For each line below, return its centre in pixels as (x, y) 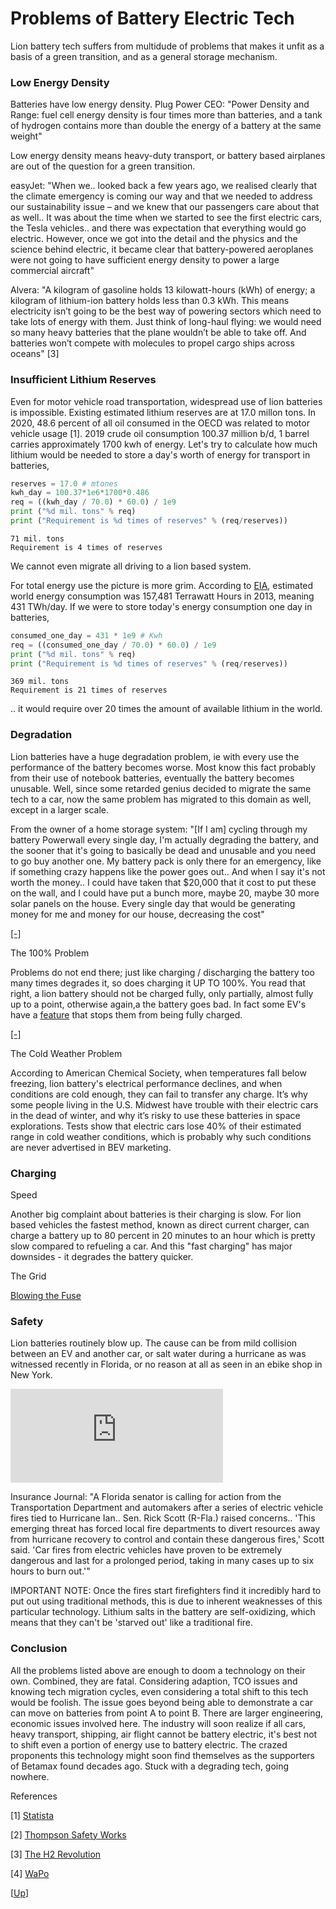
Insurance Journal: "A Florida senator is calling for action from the (146, 1497)
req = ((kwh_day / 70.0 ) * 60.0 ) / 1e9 (93, 502)
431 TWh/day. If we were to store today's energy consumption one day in (161, 606)
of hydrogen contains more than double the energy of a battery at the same (166, 126)
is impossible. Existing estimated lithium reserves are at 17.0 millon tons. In (163, 412)
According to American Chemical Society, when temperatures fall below (158, 1073)
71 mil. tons (37, 538)
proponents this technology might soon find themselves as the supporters (163, 1755)
